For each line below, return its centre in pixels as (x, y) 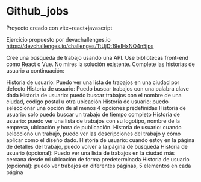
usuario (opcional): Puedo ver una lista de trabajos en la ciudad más (91, 153)
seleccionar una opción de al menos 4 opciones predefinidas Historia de (96, 108)
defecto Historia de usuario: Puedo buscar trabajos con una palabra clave (98, 88)
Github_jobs (38, 11)
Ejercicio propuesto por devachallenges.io (58, 39)
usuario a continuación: (35, 70)
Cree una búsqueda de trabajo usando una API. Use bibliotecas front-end (97, 57)
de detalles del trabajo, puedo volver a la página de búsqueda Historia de (97, 146)
